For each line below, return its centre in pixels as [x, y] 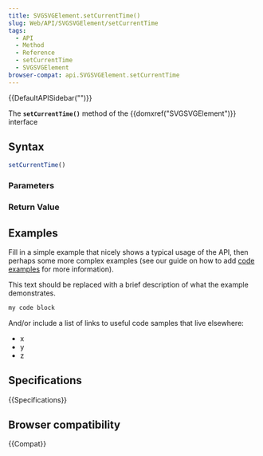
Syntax [26, 147]
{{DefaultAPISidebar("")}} [50, 97]
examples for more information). [61, 269]
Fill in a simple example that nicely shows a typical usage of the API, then [128, 252]
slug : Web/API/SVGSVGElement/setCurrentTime [83, 23]
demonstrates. [32, 293]
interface [23, 121]
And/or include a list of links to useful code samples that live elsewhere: [126, 323]
